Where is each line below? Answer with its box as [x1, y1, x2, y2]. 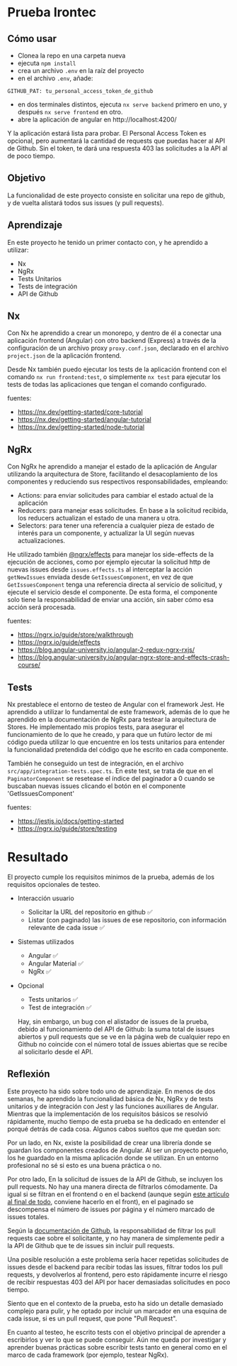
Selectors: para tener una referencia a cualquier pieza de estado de [17, 521, 214, 530]
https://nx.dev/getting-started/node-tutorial [17, 423, 145, 432]
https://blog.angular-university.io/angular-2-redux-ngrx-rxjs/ [17, 645, 195, 654]
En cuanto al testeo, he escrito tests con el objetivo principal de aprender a [7, 1328, 226, 1336]
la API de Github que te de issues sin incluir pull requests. [7, 1241, 175, 1250]
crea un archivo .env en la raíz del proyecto [17, 67, 144, 75]
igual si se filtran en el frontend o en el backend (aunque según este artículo [7, 1190, 230, 1198]
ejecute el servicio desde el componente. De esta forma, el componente [7, 588, 218, 596]
